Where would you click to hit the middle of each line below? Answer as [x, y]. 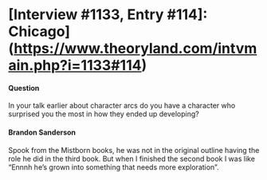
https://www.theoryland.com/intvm [135, 49]
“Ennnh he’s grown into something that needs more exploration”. [114, 167]
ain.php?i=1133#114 [75, 66]
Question [24, 88]
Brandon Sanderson [42, 132]
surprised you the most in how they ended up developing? [104, 114]
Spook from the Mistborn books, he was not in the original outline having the [134, 150]
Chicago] [39, 31]
